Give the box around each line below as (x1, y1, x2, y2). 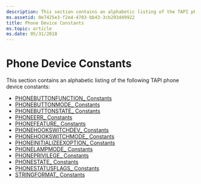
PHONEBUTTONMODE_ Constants (14, 101, 100, 108)
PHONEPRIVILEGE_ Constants (14, 152, 89, 159)
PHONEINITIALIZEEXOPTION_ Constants (14, 139, 115, 147)
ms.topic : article (6, 25, 52, 32)
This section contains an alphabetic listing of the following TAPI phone (6, 77, 179, 84)
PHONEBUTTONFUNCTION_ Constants (14, 95, 112, 102)
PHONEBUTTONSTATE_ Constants (14, 107, 100, 114)
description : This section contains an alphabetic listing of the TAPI (6, 8, 188, 15)
